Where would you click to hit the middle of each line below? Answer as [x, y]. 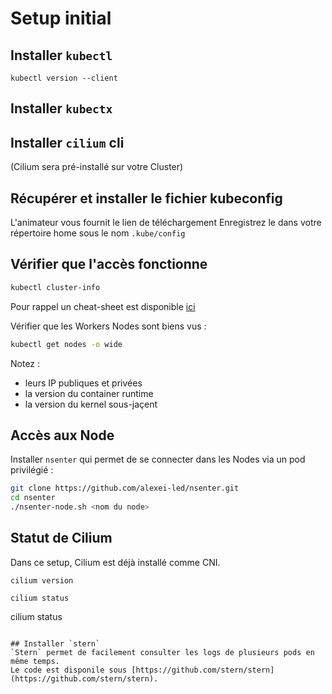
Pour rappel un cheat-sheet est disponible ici [103, 306]
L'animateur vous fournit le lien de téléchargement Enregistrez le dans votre [166, 223]
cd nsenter [33, 498]
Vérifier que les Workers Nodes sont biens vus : [108, 326]
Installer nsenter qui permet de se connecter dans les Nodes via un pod [158, 459]
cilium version [42, 580]
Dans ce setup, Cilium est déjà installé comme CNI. [115, 562]
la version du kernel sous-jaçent [91, 404]
